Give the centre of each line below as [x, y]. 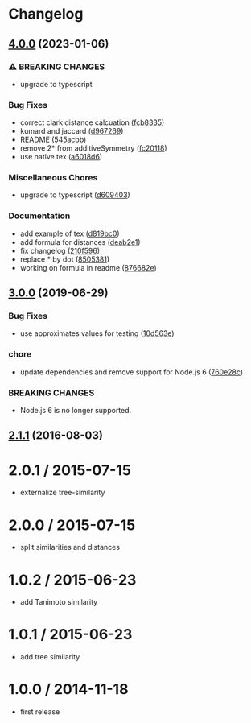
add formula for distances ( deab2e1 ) [80, 242]
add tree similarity [50, 657]
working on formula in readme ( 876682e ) [88, 267]
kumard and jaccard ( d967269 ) [72, 131]
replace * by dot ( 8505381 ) [65, 259]
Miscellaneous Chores [53, 178]
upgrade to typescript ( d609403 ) [75, 195]
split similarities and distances [70, 547]
